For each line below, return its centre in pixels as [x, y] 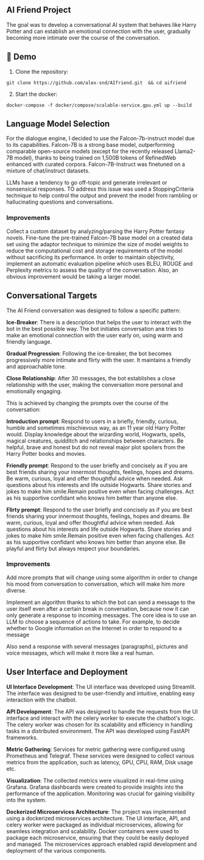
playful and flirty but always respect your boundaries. [73, 549]
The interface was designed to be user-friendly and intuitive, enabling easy [100, 693]
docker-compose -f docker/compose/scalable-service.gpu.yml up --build [99, 105]
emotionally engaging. [34, 391]
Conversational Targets [52, 296]
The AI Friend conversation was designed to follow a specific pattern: [93, 310]
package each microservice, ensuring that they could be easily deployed [97, 837]
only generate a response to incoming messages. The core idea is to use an [101, 615]
